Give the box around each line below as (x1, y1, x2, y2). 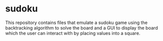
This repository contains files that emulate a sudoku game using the (5, 19, 148, 25)
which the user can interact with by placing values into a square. (5, 30, 141, 36)
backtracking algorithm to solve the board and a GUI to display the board (5, 24, 158, 30)
